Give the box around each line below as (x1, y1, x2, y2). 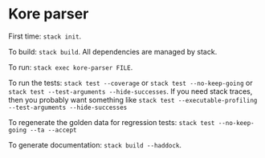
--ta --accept (29, 126, 78, 134)
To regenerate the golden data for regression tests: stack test (8, 117, 215, 127)
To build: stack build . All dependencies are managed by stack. (8, 47, 218, 56)
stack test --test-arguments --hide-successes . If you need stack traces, (8, 86, 253, 96)
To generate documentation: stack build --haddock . (8, 140, 182, 149)
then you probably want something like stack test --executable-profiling (8, 95, 258, 104)
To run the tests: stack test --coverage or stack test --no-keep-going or (8, 78, 253, 87)
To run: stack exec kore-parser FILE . (8, 62, 133, 72)
